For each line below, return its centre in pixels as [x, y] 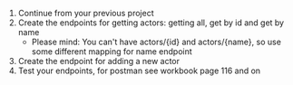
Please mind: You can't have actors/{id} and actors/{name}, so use [156, 42]
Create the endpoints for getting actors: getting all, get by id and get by [151, 23]
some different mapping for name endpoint [112, 52]
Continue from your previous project [86, 13]
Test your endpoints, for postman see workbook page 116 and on [139, 71]
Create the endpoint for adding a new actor [98, 61]
